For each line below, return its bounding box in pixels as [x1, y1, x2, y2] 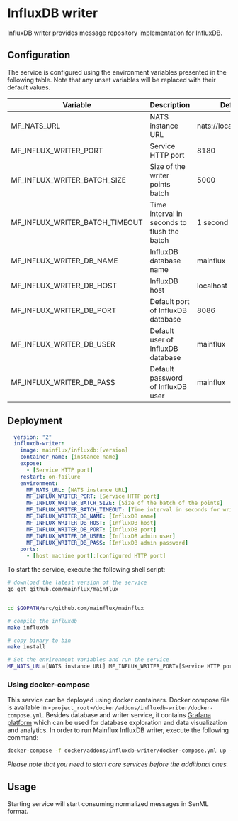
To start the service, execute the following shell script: [7, 565, 166, 574]
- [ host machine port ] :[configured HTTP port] [25, 553, 166, 560]
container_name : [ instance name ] [20, 453, 119, 461]
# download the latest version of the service [7, 579, 147, 587]
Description [149, 99, 191, 109]
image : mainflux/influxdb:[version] [20, 447, 129, 454]
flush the [149, 226, 179, 236]
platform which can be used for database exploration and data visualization [7, 719, 227, 727]
